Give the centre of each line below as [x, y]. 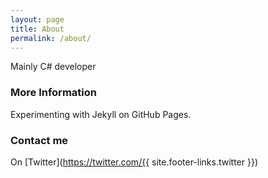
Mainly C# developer [53, 67]
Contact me [39, 140]
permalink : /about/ [51, 38]
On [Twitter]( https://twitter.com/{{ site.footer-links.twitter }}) [134, 162]
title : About [37, 29]
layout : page [37, 19]
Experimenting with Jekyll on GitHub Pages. [101, 114]
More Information [53, 93]
